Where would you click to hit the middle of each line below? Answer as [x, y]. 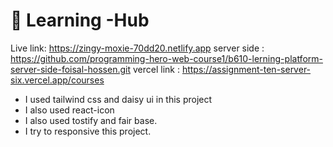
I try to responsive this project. [88, 131]
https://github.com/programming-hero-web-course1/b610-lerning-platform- [166, 58]
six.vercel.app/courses [57, 80]
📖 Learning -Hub [80, 20]
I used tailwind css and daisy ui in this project [118, 99]
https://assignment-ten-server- [246, 69]
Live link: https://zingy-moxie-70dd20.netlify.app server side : [137, 48]
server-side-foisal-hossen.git [71, 69]
